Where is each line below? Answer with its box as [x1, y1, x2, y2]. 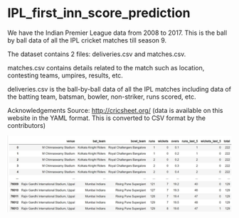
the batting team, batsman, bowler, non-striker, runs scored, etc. [7, 92, 196, 101]
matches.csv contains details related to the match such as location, [7, 63, 205, 72]
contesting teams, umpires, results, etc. [7, 71, 123, 80]
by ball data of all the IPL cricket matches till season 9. [7, 36, 167, 44]
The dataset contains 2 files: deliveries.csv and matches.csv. [7, 50, 186, 58]
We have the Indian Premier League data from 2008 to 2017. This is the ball [7, 28, 228, 37]
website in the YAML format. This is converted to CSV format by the [7, 114, 206, 122]
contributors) [7, 121, 46, 129]
